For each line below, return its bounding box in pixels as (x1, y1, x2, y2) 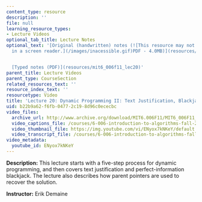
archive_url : (11, 115, 44, 121)
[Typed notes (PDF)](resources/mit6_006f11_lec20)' (11, 64, 144, 70)
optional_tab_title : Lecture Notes (6, 37, 96, 43)
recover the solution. (6, 178, 58, 186)
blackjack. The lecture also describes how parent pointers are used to (6, 172, 179, 179)
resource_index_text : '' (6, 87, 69, 93)
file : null (6, 20, 34, 26)
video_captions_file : (11, 120, 66, 127)
